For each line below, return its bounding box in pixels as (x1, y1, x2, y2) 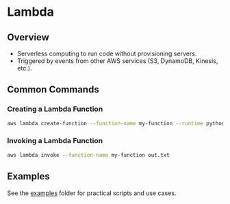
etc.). (16, 64, 32, 72)
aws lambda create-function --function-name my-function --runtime (7, 120, 204, 127)
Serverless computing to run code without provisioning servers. (16, 49, 197, 58)
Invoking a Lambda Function (7, 136, 103, 146)
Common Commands (7, 84, 99, 96)
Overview (7, 31, 50, 43)
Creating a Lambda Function (7, 104, 103, 114)
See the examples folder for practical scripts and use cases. (7, 189, 177, 197)
